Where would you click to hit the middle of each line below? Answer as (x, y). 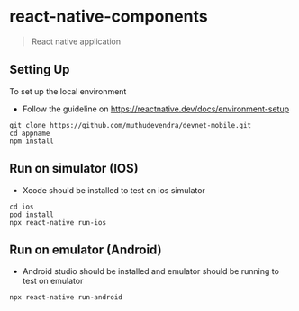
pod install (32, 214)
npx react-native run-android (66, 298)
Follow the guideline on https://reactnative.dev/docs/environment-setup (156, 109)
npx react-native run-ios (58, 222)
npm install (32, 141)
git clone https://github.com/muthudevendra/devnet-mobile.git (131, 125)
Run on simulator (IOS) (74, 169)
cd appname (30, 133)
